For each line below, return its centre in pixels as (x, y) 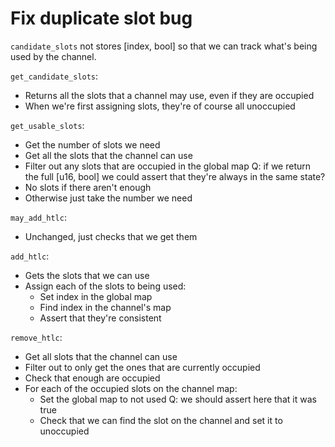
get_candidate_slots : (54, 76)
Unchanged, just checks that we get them (111, 236)
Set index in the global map (96, 296)
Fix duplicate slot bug (101, 18)
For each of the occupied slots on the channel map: (131, 388)
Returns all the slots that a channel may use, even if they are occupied (169, 95)
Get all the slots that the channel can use (108, 155)
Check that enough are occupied (92, 378)
